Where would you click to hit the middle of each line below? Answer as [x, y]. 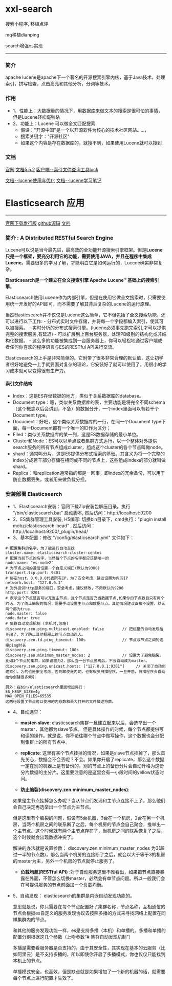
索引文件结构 [19, 383]
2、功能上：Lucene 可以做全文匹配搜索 [54, 123]
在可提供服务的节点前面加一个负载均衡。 [63, 885]
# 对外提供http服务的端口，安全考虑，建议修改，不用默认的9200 [64, 588]
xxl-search [29, 9]
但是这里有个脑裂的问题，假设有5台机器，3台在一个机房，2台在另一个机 [89, 818]
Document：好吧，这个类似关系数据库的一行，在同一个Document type [87, 422]
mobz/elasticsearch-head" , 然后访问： [54, 526]
